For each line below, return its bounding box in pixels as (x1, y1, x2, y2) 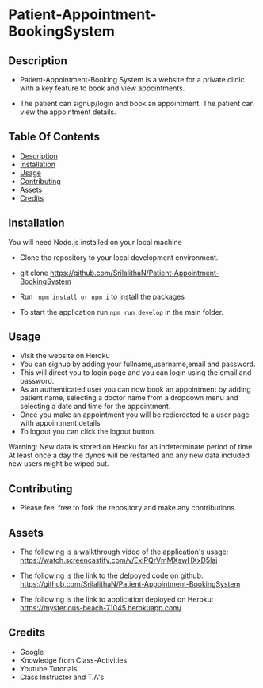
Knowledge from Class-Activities (19, 656, 128, 665)
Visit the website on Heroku (19, 351, 110, 361)
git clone (19, 268, 49, 277)
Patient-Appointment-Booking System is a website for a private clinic (19, 75, 245, 84)
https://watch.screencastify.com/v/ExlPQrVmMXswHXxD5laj (19, 556, 218, 565)
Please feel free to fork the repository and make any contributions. (19, 503, 237, 513)
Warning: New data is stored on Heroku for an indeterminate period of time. (8, 442, 255, 452)
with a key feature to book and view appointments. (19, 83, 185, 93)
